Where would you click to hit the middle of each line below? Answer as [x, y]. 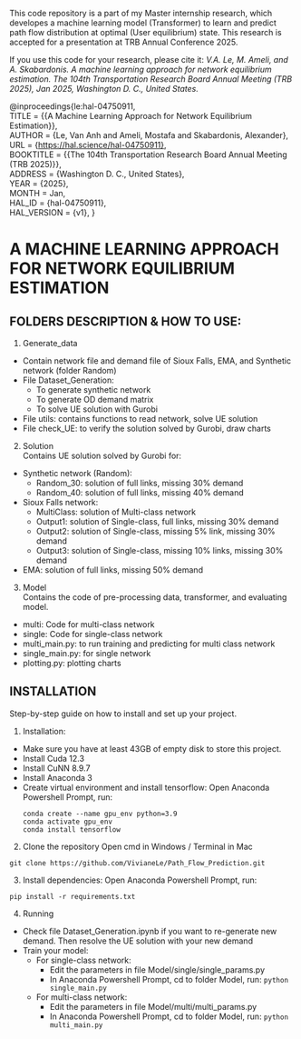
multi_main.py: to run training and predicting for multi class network [149, 644]
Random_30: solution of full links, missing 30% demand [140, 483]
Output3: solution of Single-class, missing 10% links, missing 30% [160, 550]
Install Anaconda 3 [57, 777]
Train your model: [55, 950]
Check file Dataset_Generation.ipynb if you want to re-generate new [150, 931]
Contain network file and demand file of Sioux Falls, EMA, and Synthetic [157, 361]
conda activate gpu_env [68, 822]
